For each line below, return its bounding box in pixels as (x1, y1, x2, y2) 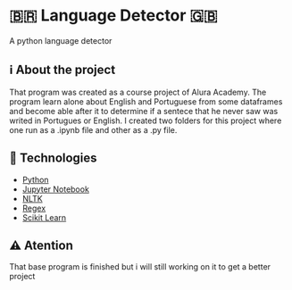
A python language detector (9, 35, 113, 46)
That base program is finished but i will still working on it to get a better (9, 261, 271, 272)
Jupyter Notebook (21, 184, 89, 195)
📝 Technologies (9, 151, 97, 166)
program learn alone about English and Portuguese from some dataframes (9, 95, 283, 107)
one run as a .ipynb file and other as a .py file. (9, 124, 178, 135)
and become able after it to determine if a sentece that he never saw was (9, 105, 279, 116)
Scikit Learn (21, 211, 67, 223)
